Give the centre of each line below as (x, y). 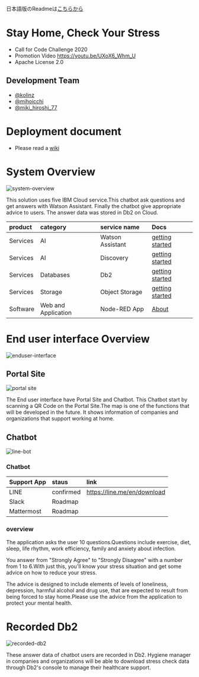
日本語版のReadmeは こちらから (45, 9)
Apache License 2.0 (39, 62)
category (53, 227)
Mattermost (25, 512)
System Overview (51, 172)
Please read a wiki (37, 148)
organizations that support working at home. (60, 419)
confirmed (66, 492)
